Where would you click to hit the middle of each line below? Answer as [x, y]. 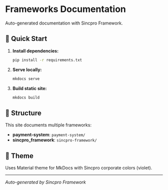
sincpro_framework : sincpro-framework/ [55, 140]
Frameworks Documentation [66, 9]
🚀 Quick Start [26, 39]
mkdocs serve [26, 78]
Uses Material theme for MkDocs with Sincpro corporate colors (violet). [79, 168]
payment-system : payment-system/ [49, 135]
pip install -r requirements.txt [47, 60]
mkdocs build [26, 97]
